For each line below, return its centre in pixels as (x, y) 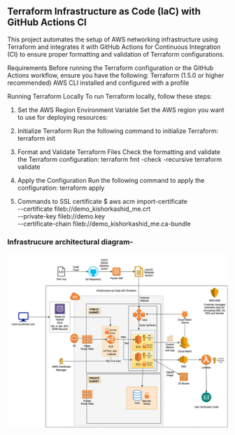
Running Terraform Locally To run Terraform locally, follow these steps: (110, 96)
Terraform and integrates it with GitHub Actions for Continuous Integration (114, 47)
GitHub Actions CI (47, 23)
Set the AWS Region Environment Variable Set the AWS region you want (121, 110)
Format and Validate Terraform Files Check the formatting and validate (119, 152)
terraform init (36, 138)
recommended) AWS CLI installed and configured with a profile (98, 83)
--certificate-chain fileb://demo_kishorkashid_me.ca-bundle (104, 223)
